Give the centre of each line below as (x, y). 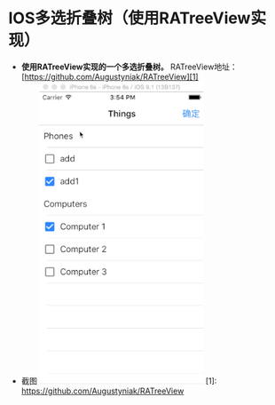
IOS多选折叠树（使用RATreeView (130, 18)
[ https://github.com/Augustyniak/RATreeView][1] (110, 76)
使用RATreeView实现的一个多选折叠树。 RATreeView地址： (129, 67)
